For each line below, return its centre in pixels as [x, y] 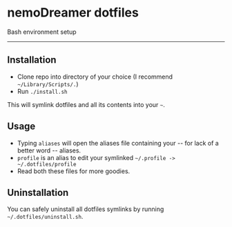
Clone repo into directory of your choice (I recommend [95, 77]
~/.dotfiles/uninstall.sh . [45, 217]
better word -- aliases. [49, 150]
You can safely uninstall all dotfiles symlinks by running [86, 209]
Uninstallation [38, 192]
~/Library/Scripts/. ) [48, 83]
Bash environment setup [42, 32]
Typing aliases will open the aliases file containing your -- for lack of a [118, 143]
